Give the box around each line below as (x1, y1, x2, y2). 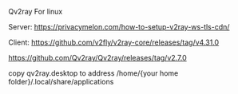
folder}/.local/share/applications (8, 77, 114, 86)
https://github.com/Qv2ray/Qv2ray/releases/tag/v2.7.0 (8, 53, 188, 62)
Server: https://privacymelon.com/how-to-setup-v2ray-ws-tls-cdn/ (8, 22, 230, 31)
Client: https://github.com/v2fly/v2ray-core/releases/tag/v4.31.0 (8, 37, 220, 47)
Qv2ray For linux (8, 7, 63, 16)
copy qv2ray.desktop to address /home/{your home (8, 69, 179, 78)
